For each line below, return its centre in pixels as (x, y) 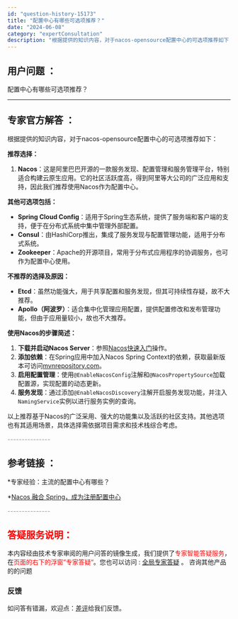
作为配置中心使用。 (46, 261)
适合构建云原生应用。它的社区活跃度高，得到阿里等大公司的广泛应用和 (120, 177)
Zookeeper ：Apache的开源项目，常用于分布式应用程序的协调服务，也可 (123, 252)
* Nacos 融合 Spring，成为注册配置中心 (64, 496)
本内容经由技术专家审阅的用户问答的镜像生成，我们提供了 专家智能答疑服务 (116, 553)
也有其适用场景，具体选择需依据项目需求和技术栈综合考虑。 (94, 425)
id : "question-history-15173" (52, 14)
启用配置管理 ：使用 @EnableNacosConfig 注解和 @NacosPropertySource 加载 (121, 374)
